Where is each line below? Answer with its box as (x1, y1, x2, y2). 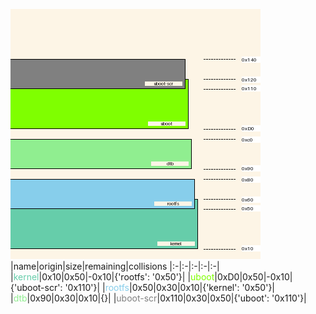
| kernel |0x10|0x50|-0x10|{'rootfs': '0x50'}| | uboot (10, 271, 215, 283)
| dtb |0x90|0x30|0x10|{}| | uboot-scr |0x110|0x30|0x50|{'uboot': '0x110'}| (10, 292, 307, 304)
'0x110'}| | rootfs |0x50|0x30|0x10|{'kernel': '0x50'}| (64, 282, 276, 293)
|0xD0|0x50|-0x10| (214, 271, 293, 283)
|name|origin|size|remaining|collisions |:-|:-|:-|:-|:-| (10, 260, 220, 272)
